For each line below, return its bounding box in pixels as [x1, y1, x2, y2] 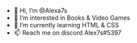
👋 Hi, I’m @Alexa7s [13, 7, 68, 14]
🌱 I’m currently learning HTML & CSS [13, 21, 119, 29]
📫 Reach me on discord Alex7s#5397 [13, 29, 122, 37]
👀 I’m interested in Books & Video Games [13, 14, 130, 22]
